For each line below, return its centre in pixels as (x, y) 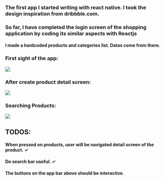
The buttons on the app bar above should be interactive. (65, 173)
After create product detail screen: (48, 82)
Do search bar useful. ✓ (30, 161)
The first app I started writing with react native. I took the (76, 8)
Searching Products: (31, 105)
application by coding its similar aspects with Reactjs (71, 33)
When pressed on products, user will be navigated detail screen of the (79, 145)
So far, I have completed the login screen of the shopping (76, 27)
